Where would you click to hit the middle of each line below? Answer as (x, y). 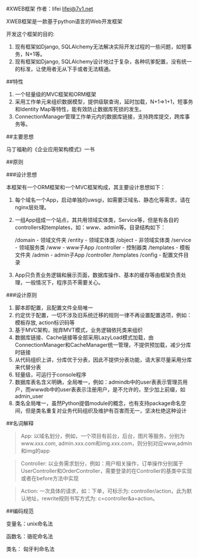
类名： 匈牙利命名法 (30, 549)
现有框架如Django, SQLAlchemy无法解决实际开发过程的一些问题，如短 (101, 47)
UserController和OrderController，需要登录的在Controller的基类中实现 (106, 471)
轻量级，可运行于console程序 (50, 374)
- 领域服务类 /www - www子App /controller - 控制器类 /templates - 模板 (102, 247)
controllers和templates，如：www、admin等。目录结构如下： (90, 227)
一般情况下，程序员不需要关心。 (64, 282)
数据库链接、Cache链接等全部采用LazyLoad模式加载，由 (84, 337)
